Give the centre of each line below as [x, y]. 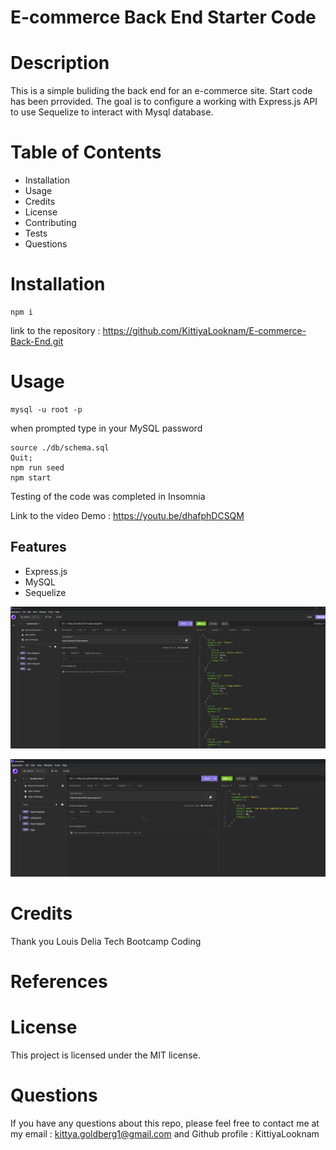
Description [60, 63]
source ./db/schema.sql [60, 447]
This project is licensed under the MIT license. [105, 1055]
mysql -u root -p [46, 409]
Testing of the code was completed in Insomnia [108, 496]
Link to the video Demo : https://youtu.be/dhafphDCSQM [127, 515]
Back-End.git [37, 341]
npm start [31, 477]
